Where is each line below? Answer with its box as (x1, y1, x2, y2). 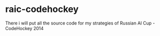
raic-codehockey (5, 3, 79, 15)
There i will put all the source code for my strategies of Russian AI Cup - (5, 20, 155, 26)
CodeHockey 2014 (5, 25, 44, 31)
